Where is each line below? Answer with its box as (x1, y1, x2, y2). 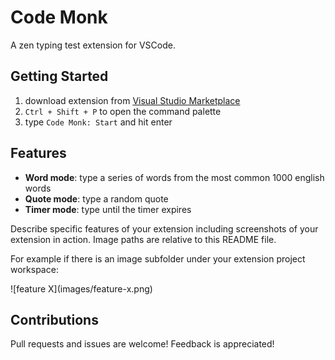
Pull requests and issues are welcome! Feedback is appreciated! (10, 338, 275, 350)
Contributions (10, 311, 99, 328)
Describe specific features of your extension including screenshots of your (10, 222, 319, 235)
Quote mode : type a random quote (24, 192, 169, 205)
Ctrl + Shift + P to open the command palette (24, 105, 222, 117)
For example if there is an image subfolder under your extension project (10, 252, 306, 265)
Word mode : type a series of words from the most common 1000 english (24, 171, 325, 183)
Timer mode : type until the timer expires (24, 203, 192, 215)
